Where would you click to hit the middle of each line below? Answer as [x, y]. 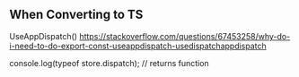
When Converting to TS [76, 15]
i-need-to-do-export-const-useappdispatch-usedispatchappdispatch [138, 46]
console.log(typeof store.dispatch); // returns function [109, 63]
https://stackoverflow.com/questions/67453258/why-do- [185, 36]
